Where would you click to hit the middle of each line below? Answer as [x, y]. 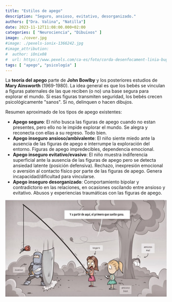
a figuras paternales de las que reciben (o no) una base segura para [77, 91]
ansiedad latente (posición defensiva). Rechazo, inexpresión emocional [88, 166]
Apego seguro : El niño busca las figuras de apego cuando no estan [84, 122]
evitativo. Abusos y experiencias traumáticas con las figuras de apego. [87, 193]
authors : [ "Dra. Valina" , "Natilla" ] [46, 22]
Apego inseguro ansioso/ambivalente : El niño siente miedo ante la [84, 138]
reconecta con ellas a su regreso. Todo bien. [60, 133]
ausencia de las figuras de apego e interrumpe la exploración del [81, 144]
